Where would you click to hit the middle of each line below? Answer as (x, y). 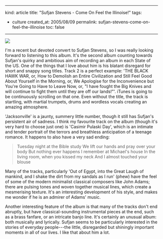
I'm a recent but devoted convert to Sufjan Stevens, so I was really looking (79, 50)
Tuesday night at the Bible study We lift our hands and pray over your (86, 146)
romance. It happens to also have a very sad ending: (57, 137)
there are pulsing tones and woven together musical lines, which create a (78, 187)
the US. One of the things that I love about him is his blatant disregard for (78, 66)
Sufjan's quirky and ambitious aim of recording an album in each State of (78, 60)
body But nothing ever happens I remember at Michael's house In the (86, 152)
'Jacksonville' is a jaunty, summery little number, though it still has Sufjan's (80, 116)
